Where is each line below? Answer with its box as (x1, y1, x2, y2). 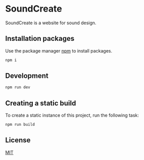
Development (5, 72, 49, 80)
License (5, 136, 31, 144)
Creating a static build (5, 99, 76, 108)
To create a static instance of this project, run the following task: (5, 112, 139, 119)
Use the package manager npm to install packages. (5, 47, 113, 54)
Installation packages (5, 34, 75, 43)
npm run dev (5, 85, 30, 90)
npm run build (5, 122, 35, 127)
